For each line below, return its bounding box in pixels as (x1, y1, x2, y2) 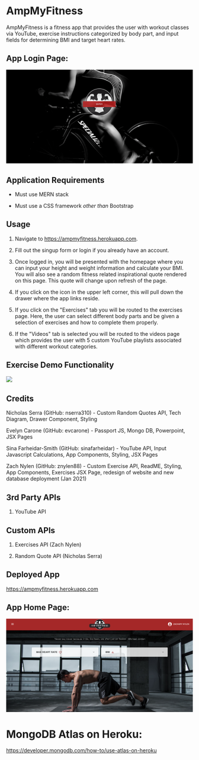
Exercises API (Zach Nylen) (14, 541, 82, 549)
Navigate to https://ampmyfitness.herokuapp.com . (14, 235, 138, 242)
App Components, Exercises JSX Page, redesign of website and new (6, 469, 174, 476)
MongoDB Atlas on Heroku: (6, 727, 143, 741)
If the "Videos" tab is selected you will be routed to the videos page (14, 330, 180, 337)
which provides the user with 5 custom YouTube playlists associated (14, 336, 182, 344)
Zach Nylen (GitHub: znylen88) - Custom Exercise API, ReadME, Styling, (6, 463, 182, 470)
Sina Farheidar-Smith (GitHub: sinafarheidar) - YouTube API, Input (6, 445, 167, 452)
